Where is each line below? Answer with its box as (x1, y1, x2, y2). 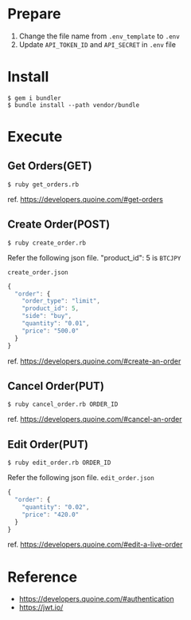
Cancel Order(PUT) (7, 379, 105, 392)
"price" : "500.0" (21, 327, 80, 335)
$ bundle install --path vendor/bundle (7, 101, 140, 109)
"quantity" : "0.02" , (21, 503, 90, 511)
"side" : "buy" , (21, 312, 72, 320)
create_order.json (7, 268, 68, 276)
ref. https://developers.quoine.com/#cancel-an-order (7, 415, 182, 424)
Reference (7, 568, 77, 586)
